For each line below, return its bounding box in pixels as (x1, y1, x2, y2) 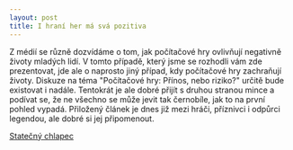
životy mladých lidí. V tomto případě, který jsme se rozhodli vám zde (9, 56, 262, 66)
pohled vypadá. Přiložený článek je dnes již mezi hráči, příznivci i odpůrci (9, 103, 280, 114)
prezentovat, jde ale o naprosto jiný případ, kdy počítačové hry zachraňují (9, 65, 281, 76)
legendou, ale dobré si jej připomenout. (9, 113, 155, 124)
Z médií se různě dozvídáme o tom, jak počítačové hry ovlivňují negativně (9, 46, 281, 57)
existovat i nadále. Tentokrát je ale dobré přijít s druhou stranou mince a (9, 84, 275, 95)
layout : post (9, 13, 58, 22)
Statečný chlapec (9, 130, 75, 141)
